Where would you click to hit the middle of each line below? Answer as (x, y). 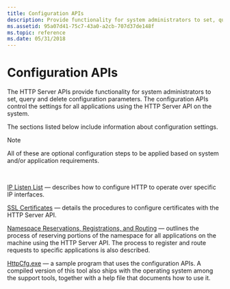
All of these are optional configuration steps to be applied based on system (113, 153)
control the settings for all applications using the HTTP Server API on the (110, 106)
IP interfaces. (26, 194)
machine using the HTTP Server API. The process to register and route (107, 243)
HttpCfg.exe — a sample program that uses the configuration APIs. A (104, 264)
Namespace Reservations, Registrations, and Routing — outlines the (103, 228)
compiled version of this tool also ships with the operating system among (110, 271)
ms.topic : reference (37, 33)
